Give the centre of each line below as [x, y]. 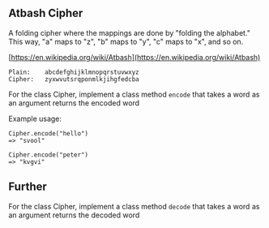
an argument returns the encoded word [74, 103]
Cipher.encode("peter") [49, 155]
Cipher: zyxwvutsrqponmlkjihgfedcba [74, 79]
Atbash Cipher [46, 13]
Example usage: [35, 118]
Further [28, 187]
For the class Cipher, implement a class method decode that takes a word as [134, 206]
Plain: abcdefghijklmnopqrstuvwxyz [74, 72]
